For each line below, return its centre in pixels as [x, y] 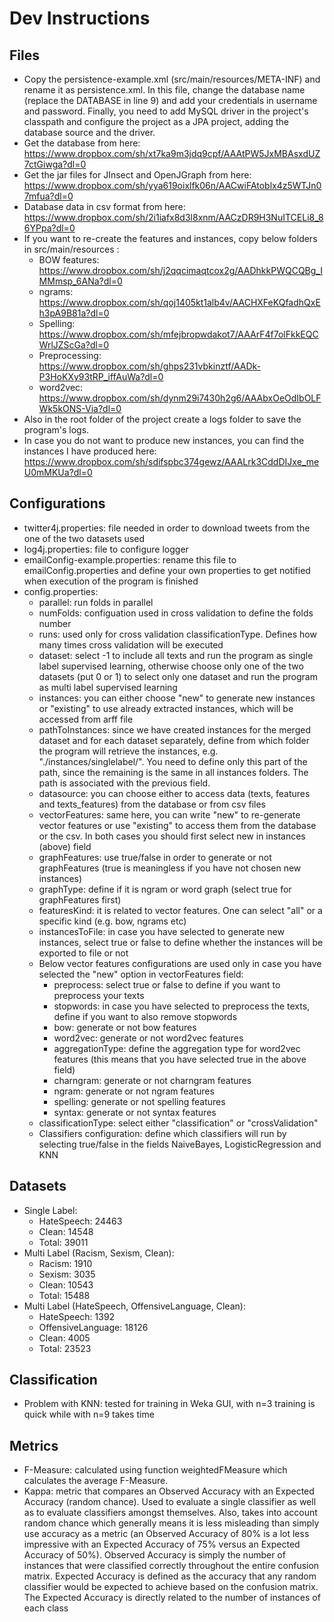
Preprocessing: [70, 355]
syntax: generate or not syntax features [135, 1112]
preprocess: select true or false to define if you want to [167, 984]
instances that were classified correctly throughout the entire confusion [171, 1566]
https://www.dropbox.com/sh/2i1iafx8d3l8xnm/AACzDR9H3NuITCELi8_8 [173, 217]
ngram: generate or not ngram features [134, 1091]
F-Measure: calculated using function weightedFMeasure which [155, 1470]
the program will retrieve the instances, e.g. [128, 751]
